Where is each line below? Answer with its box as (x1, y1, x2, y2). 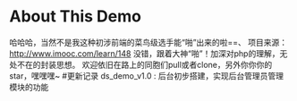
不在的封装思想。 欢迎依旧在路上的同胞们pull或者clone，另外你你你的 (16, 59, 273, 70)
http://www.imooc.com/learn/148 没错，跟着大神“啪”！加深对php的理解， (9, 47, 280, 59)
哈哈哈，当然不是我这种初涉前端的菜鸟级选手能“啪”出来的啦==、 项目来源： (9, 37, 288, 47)
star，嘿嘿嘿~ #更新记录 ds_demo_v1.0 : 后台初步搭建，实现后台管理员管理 (9, 70, 284, 81)
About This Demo (9, 6, 141, 27)
